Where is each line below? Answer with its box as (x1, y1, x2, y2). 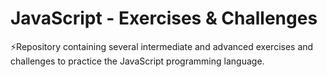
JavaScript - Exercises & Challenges (10, 7, 318, 30)
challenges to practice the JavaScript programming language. (10, 55, 265, 67)
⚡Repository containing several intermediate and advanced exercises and (10, 40, 314, 52)
